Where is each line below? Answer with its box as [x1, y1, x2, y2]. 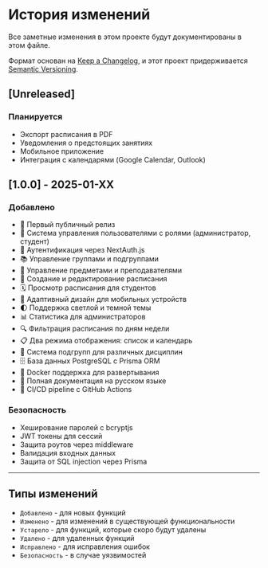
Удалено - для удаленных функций [19, 534, 135, 543]
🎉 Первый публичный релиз [19, 220, 116, 229]
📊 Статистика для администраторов [19, 312, 146, 322]
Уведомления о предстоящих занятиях [19, 138, 153, 147]
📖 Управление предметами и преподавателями [19, 265, 182, 276]
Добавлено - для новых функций [19, 508, 126, 518]
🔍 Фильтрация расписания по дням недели [19, 324, 170, 334]
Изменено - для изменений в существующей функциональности [19, 516, 235, 527]
